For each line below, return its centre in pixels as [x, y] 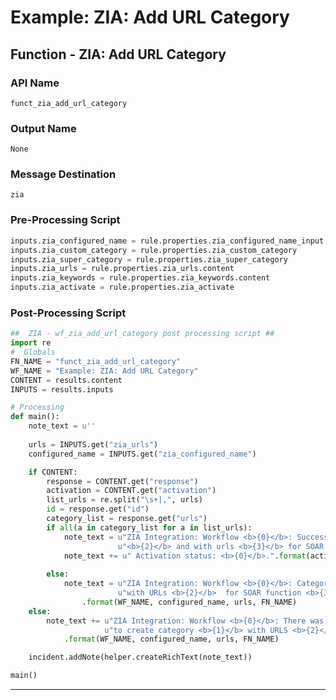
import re [31, 343]
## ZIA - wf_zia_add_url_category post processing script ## [142, 334]
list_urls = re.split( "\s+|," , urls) [124, 500]
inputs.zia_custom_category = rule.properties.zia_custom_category [154, 250]
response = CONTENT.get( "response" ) [122, 481]
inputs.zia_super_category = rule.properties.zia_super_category [149, 259]
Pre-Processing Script [65, 220]
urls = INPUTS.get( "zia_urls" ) [93, 444]
